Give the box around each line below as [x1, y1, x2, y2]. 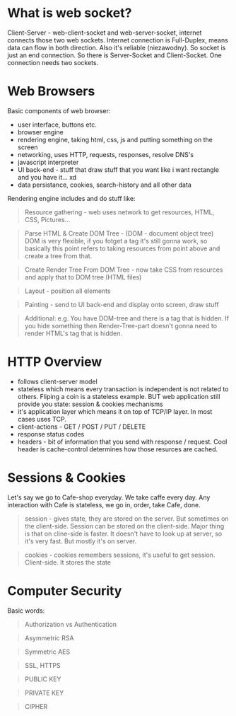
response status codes [17, 429, 85, 438]
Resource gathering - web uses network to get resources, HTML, [24, 207, 215, 216]
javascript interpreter [17, 158, 79, 166]
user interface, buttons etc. [17, 120, 98, 129]
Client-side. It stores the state [24, 558, 112, 567]
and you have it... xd [17, 173, 77, 181]
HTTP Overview [7, 354, 102, 370]
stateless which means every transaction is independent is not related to [17, 384, 229, 393]
